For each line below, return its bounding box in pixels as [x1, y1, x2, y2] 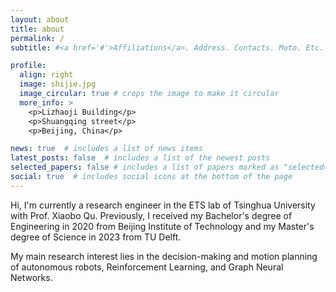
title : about [10, 24, 65, 34]
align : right [19, 70, 74, 80]
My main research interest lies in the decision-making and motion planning [10, 250, 318, 262]
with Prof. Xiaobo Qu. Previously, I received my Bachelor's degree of [10, 209, 293, 221]
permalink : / [10, 33, 65, 43]
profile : [10, 61, 47, 71]
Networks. [10, 271, 53, 283]
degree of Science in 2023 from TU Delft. [10, 231, 182, 243]
